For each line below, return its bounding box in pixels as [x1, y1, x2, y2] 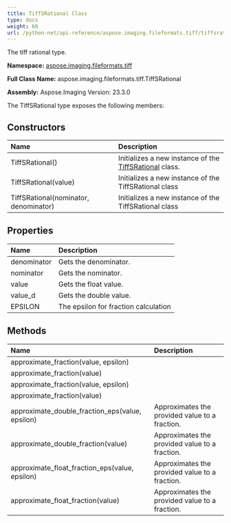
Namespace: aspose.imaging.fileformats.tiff [7, 61, 133, 70]
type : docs [7, 17, 38, 23]
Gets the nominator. [58, 268, 122, 277]
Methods [7, 325, 47, 337]
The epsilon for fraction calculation [58, 301, 171, 311]
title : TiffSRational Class [7, 10, 88, 17]
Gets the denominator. [58, 257, 131, 266]
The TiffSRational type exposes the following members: [7, 101, 164, 110]
